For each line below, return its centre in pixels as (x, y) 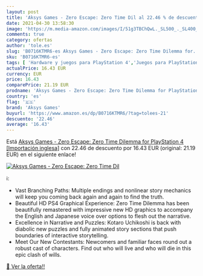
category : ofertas (29, 40)
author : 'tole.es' (29, 46)
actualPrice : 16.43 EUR (36, 68)
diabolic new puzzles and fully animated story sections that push (96, 229)
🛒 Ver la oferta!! (26, 266)
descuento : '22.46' (31, 119)
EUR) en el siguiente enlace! (41, 154)
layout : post (23, 12)
